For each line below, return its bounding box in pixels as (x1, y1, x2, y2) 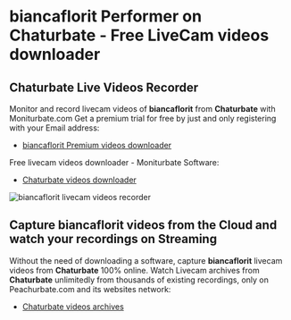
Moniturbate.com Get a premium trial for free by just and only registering (9, 114, 277, 123)
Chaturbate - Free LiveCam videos (9, 25, 270, 46)
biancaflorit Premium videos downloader (21, 140, 172, 150)
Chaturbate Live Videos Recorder (9, 80, 199, 95)
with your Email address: (9, 122, 100, 133)
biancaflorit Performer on (9, 6, 203, 27)
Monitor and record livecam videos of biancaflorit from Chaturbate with (9, 104, 276, 114)
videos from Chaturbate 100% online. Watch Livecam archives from (9, 265, 261, 275)
